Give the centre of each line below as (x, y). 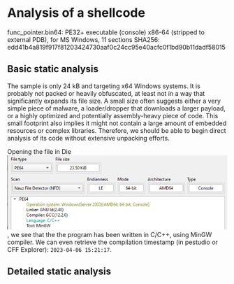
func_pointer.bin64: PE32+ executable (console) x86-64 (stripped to (106, 32)
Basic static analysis (53, 69)
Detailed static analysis (59, 272)
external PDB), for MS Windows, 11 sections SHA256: (83, 39)
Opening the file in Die (39, 151)
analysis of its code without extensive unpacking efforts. (88, 138)
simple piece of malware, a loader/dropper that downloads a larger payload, (116, 108)
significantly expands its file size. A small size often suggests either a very (114, 101)
